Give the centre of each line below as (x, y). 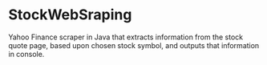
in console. (26, 54)
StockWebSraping (70, 15)
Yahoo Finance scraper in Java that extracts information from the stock (126, 37)
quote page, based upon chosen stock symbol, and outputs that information (134, 45)
